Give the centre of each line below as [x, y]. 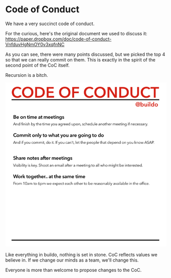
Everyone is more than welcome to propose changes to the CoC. [73, 270]
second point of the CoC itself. [38, 65]
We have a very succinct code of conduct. [50, 24]
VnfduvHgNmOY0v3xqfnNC [35, 44]
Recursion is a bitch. [27, 75]
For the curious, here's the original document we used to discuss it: [76, 33]
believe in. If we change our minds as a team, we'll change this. [72, 260]
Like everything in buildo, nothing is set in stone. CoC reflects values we [81, 254]
